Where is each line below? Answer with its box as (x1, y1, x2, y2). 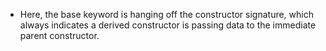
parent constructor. (19, 30, 100, 41)
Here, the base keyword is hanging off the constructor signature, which (19, 9, 314, 20)
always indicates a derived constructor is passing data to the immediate (19, 19, 317, 31)
